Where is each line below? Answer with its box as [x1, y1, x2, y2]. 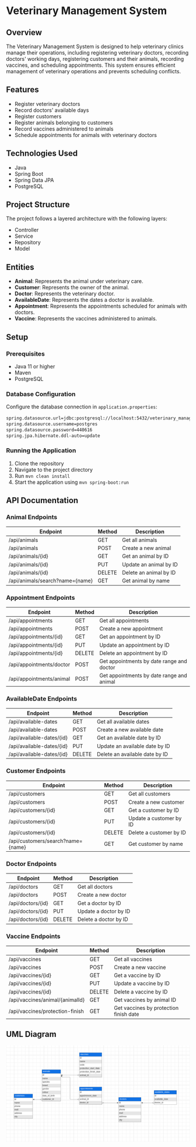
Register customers [14, 112, 62, 120]
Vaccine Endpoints [6, 932, 61, 940]
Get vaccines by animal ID [113, 996, 177, 1003]
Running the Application [6, 446, 76, 455]
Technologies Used [6, 148, 78, 159]
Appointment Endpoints [6, 593, 75, 602]
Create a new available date [97, 726, 163, 733]
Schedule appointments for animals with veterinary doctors [14, 131, 157, 138]
